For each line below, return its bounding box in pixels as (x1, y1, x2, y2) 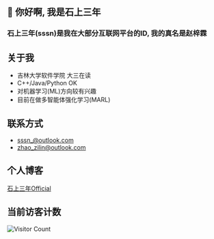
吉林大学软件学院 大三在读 (16, 71, 91, 80)
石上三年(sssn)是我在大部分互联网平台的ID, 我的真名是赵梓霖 (7, 29, 207, 38)
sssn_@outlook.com (16, 136, 74, 144)
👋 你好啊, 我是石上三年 (7, 6, 101, 18)
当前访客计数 (7, 206, 62, 218)
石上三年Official (7, 184, 51, 193)
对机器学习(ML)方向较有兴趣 (16, 87, 97, 96)
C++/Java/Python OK (16, 79, 77, 87)
